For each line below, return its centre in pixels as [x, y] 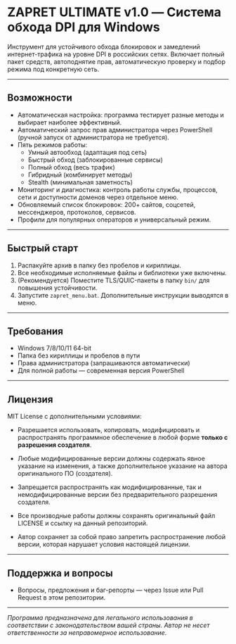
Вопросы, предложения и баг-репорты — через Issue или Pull [110, 590]
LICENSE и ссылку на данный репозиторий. [83, 523]
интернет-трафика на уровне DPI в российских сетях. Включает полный [116, 54]
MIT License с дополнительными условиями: [74, 417]
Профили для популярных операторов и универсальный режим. [114, 220]
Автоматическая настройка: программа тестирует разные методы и [120, 115]
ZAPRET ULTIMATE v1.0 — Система [114, 12]
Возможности [40, 98]
